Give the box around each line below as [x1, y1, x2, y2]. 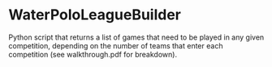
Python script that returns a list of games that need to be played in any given [8, 32, 265, 42]
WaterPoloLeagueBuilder [8, 6, 181, 24]
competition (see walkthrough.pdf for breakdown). [8, 49, 177, 59]
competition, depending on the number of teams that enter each [8, 40, 223, 50]
